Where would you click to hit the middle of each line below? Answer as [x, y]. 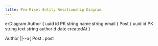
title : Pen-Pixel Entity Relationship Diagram [53, 10]
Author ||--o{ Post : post [29, 38]
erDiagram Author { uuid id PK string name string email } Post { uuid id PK [79, 23]
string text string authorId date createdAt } [48, 29]
